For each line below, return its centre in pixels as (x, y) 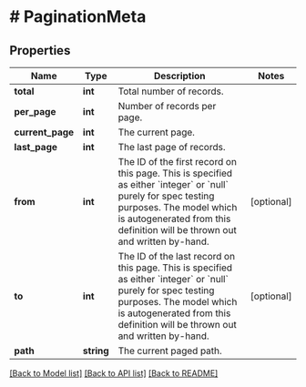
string (96, 351)
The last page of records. (172, 147)
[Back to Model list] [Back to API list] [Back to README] (114, 373)
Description (180, 76)
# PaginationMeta (78, 17)
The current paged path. (170, 351)
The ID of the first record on (177, 162)
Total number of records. (171, 91)
